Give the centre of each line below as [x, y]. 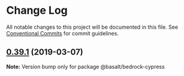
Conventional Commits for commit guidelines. [62, 33]
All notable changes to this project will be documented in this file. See [92, 27]
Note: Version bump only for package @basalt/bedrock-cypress [85, 66]
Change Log [37, 10]
